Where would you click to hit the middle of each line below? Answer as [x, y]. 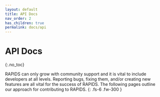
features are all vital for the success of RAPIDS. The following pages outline [80, 84]
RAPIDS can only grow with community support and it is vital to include [76, 74]
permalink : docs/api [26, 28]
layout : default [21, 9]
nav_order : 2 [18, 18]
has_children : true [25, 23]
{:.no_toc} [15, 65]
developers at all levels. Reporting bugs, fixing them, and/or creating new [78, 79]
